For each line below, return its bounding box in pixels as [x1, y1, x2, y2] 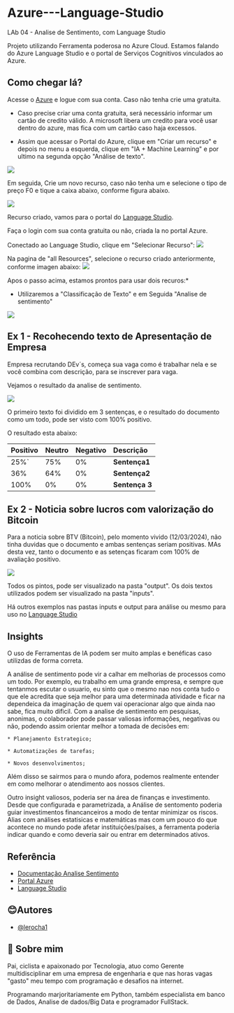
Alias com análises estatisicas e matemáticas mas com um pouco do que [7, 816, 218, 824]
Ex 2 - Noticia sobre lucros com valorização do [7, 503, 214, 515]
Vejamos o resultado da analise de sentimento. [7, 381, 142, 389]
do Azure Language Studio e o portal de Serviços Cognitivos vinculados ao [7, 49, 224, 57]
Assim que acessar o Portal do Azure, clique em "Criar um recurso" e [17, 137, 217, 145]
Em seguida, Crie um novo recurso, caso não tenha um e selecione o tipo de [7, 178, 227, 187]
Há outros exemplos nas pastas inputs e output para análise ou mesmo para [7, 603, 226, 611]
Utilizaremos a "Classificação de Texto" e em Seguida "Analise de [17, 289, 207, 298]
